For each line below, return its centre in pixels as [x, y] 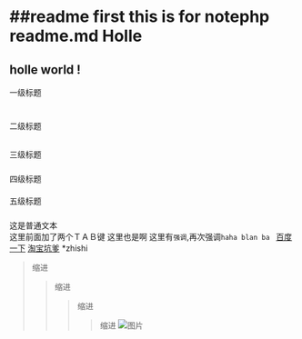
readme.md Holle [76, 36]
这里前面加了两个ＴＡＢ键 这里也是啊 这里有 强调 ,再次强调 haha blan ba [140, 237]
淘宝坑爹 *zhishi [57, 248]
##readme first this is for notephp [140, 17]
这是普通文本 [33, 225]
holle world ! [45, 70]
